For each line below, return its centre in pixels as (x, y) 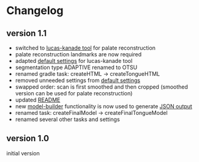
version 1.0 (28, 138)
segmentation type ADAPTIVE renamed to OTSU (76, 67)
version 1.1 (27, 33)
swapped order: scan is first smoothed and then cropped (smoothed (102, 87)
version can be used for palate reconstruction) (74, 93)
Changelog (35, 11)
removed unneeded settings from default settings (78, 80)
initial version (23, 153)
